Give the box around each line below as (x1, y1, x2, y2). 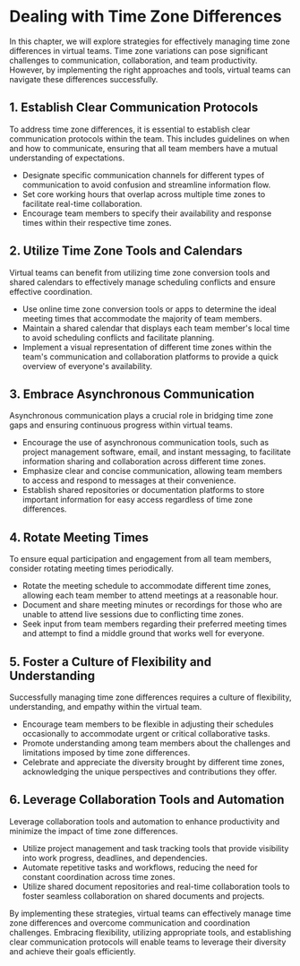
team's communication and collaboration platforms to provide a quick (21, 351, 279, 362)
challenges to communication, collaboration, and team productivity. (9, 55, 258, 65)
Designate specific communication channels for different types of (21, 169, 265, 180)
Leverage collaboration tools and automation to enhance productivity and (9, 815, 280, 826)
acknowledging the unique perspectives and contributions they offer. (21, 766, 278, 777)
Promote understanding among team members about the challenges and (21, 737, 291, 748)
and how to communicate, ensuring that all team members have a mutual (9, 142, 279, 153)
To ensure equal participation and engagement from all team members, (9, 554, 272, 565)
